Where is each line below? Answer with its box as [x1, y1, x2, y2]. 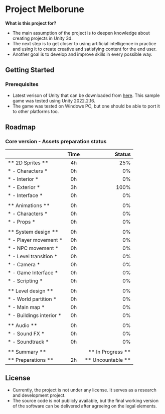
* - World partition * [8, 295, 57, 302]
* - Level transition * [8, 253, 58, 260]
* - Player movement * [8, 237, 63, 244]
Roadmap [5, 123, 36, 132]
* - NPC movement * [8, 245, 59, 252]
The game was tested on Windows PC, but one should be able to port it [12, 103, 160, 109]
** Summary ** [8, 348, 47, 355]
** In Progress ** [88, 348, 131, 355]
